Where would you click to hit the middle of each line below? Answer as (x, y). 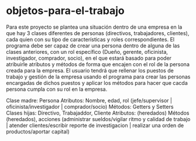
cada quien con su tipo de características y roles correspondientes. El (90, 39)
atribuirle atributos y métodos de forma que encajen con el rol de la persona (98, 64)
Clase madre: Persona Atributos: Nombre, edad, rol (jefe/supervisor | (89, 100)
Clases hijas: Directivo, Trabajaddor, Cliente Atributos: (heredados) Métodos (98, 113)
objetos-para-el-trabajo (65, 11)
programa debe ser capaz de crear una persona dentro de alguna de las (93, 46)
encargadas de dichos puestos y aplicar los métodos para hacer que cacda (97, 82)
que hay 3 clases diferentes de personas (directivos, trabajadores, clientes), (98, 33)
